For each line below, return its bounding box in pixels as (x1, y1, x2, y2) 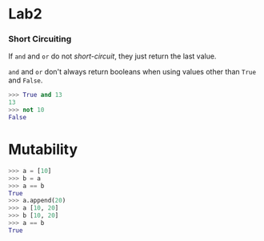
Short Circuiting (8, 34, 72, 45)
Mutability (8, 141, 78, 159)
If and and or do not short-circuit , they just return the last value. (8, 51, 217, 61)
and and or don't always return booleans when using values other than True (8, 67, 257, 77)
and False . (8, 75, 43, 85)
